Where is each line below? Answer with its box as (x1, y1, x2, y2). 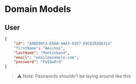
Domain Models (4, 3, 71, 15)
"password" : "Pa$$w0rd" (13, 60, 63, 65)
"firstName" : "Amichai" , (13, 46, 65, 51)
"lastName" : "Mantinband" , (13, 50, 70, 55)
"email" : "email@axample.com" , (13, 55, 79, 60)
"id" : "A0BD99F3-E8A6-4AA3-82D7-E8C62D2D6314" (13, 41, 112, 46)
